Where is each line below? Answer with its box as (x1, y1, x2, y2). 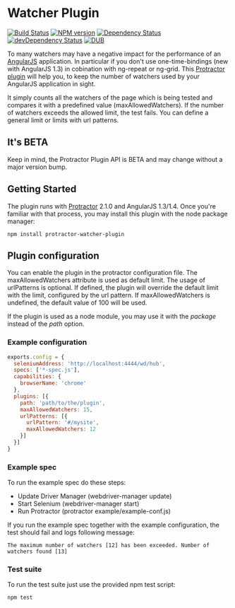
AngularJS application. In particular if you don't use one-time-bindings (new (7, 57, 229, 65)
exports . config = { (7, 353, 65, 361)
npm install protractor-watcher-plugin (7, 230, 125, 238)
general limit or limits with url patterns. (7, 115, 119, 124)
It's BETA (7, 136, 49, 148)
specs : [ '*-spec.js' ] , (13, 366, 80, 374)
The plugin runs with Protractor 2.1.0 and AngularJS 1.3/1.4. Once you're (7, 201, 217, 210)
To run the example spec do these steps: (7, 479, 126, 487)
